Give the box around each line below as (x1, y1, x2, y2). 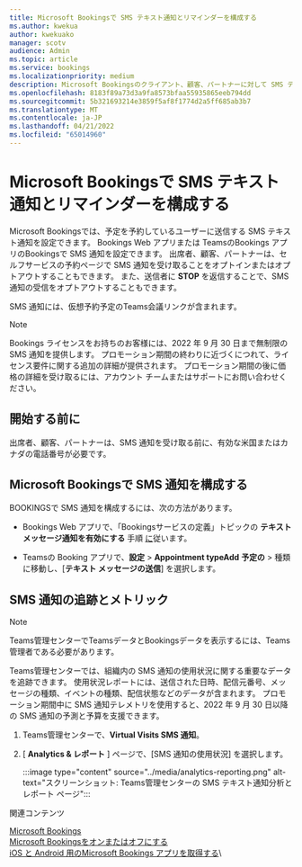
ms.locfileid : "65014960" (9, 130, 106, 139)
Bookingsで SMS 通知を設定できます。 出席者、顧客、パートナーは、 (24, 248, 280, 259)
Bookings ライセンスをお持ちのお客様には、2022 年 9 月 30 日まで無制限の (9, 337, 289, 348)
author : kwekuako (9, 30, 75, 39)
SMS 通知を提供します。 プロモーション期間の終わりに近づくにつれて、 (9, 348, 274, 360)
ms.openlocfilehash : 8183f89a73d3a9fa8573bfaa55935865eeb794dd (9, 88, 252, 97)
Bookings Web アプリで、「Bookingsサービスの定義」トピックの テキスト (22, 522, 292, 532)
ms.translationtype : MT (9, 105, 99, 114)
